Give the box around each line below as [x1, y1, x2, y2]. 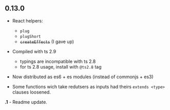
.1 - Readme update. [5, 99, 47, 105]
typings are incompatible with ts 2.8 [20, 58, 96, 64]
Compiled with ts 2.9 [12, 48, 56, 54]
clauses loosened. [12, 89, 51, 95]
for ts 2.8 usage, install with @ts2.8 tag [20, 63, 102, 70]
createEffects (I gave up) [20, 38, 74, 45]
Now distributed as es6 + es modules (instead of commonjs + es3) [12, 74, 154, 80]
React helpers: [12, 17, 43, 24]
